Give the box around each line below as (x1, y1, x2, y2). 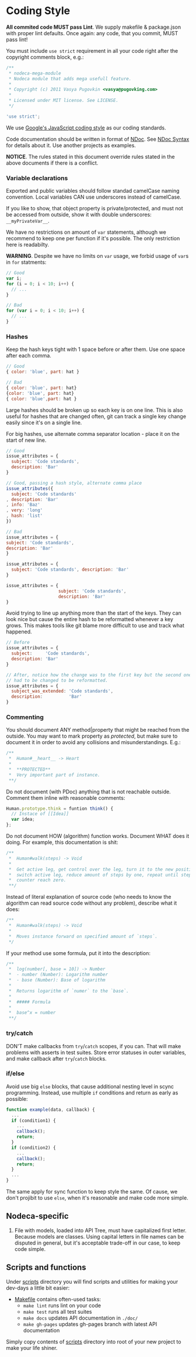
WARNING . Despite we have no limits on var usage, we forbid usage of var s (6, 253, 189, 260)
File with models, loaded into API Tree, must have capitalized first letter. (14, 1226, 187, 1234)
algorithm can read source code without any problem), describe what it (6, 899, 177, 906)
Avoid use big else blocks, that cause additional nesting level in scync (6, 1083, 174, 1090)
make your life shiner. (6, 1344, 58, 1351)
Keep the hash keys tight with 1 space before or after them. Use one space (6, 346, 185, 353)
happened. (6, 628, 32, 635)
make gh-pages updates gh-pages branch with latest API (23, 1320, 157, 1328)
